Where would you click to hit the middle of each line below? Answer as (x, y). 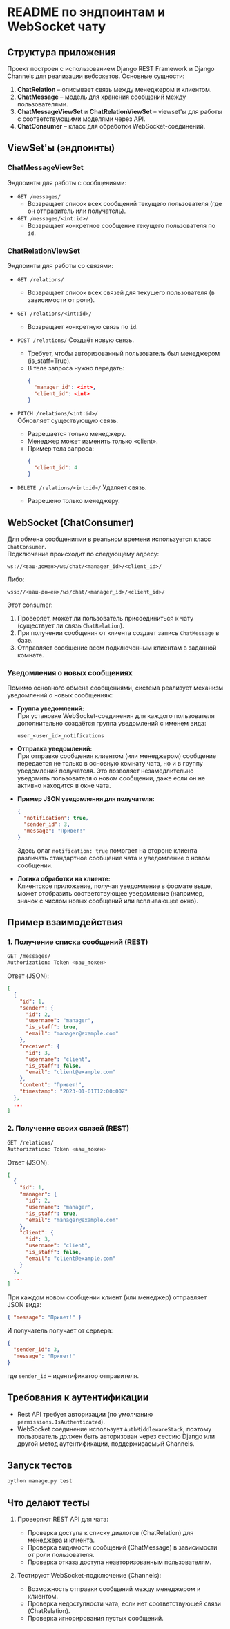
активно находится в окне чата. (64, 786)
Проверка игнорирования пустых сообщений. (95, 1619)
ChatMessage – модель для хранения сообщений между (102, 97)
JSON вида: (24, 1305)
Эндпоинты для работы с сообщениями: (67, 182)
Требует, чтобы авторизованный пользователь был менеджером (124, 353)
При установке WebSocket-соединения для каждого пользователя (116, 716)
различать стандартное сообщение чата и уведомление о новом (114, 858)
